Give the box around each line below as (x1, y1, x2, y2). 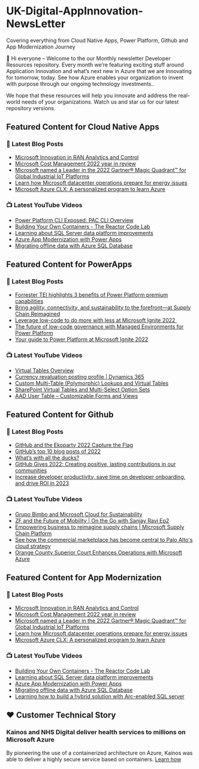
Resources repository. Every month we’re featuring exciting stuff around (6, 61, 184, 68)
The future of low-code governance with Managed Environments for (14, 322, 184, 330)
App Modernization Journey (6, 43, 76, 50)
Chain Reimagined (14, 310, 61, 317)
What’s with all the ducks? (14, 454, 80, 461)
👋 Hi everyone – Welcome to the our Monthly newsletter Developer (6, 55, 171, 62)
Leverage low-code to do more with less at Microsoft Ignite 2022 (14, 316, 176, 324)
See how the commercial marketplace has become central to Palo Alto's (14, 536, 193, 543)
